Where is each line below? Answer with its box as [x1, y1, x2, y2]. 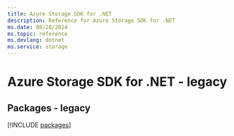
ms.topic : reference [7, 30, 69, 38]
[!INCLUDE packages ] [7, 121, 71, 129]
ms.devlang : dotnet [7, 37, 65, 44]
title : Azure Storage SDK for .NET [7, 10, 112, 18]
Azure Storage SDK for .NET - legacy [7, 74, 228, 90]
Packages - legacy [7, 102, 90, 114]
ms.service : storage [7, 43, 69, 50]
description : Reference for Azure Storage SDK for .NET [7, 17, 175, 24]
